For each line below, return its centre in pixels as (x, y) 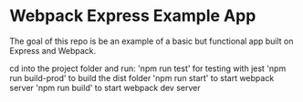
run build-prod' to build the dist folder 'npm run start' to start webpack (142, 77)
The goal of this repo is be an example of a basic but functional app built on (151, 41)
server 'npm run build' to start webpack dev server (105, 87)
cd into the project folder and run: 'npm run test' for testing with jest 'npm (148, 68)
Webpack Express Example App (133, 16)
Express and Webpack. (53, 50)
